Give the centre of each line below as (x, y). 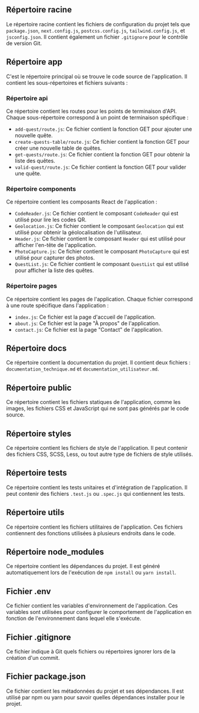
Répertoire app (34, 62)
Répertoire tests (37, 473)
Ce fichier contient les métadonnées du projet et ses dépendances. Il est (95, 691)
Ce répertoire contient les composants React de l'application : (82, 202)
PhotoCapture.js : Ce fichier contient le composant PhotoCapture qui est (102, 251)
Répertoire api (27, 98)
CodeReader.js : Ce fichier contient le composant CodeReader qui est (97, 214)
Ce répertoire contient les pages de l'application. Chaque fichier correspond (99, 299)
